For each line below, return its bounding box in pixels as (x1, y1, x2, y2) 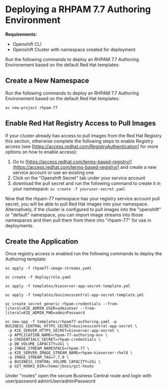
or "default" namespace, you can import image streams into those (5, 212, 144, 218)
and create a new (120, 164, 157, 170)
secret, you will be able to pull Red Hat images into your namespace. (5, 201, 149, 207)
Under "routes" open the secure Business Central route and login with (5, 373, 152, 379)
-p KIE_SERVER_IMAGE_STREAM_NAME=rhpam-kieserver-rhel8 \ (7, 350, 133, 355)
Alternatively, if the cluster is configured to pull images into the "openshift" (5, 206, 161, 212)
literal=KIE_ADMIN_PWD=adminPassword (5, 310, 85, 316)
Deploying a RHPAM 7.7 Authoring (5, 4, 151, 15)
